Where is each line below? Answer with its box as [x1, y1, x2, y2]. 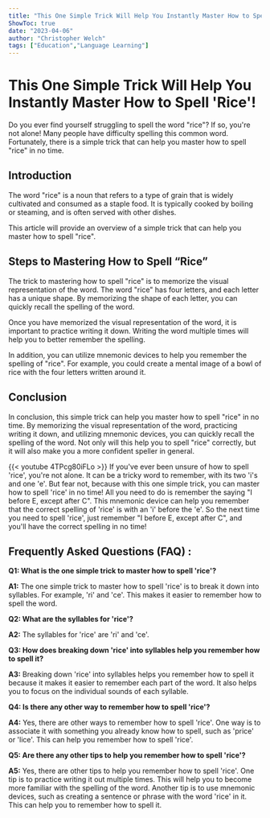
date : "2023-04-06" [8, 27, 74, 35]
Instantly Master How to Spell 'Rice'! [8, 93, 256, 112]
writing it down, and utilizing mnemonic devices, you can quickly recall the [8, 429, 255, 438]
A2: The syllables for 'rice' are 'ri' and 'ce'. [8, 630, 149, 639]
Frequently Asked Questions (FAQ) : [8, 545, 192, 558]
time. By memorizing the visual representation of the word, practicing [8, 420, 238, 430]
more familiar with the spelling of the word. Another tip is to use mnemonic [8, 783, 256, 793]
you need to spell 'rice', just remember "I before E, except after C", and [8, 512, 243, 523]
